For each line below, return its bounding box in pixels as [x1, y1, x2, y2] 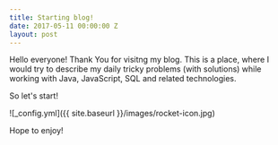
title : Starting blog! [9, 13, 94, 22]
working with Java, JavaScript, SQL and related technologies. [9, 73, 237, 84]
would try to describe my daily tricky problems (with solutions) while [9, 64, 262, 74]
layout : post [9, 30, 58, 38]
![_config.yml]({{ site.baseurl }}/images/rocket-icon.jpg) [9, 108, 215, 119]
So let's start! [9, 90, 58, 101]
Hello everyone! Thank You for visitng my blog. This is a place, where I [9, 55, 270, 65]
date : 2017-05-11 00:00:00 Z [9, 21, 118, 30]
